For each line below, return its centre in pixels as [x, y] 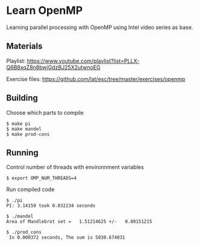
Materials [24, 46]
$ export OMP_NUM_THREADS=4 [42, 178]
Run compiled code [30, 189]
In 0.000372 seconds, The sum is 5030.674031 [67, 238]
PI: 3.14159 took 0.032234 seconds [51, 206]
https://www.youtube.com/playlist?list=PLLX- [83, 60]
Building [22, 98]
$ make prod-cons [28, 134]
